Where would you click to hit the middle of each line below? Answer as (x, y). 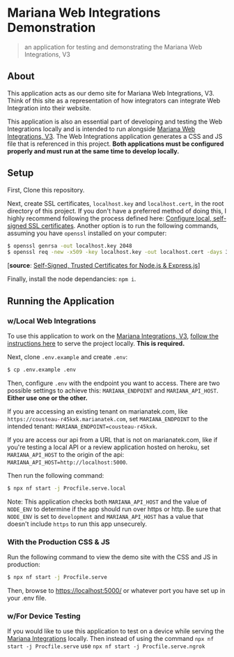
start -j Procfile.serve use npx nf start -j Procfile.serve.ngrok (106, 646)
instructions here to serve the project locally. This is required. (96, 343)
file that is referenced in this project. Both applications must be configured (116, 144)
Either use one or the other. (48, 398)
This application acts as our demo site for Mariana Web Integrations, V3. (111, 93)
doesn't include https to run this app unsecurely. (77, 524)
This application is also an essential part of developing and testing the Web (115, 121)
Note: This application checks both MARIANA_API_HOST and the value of (107, 501)
